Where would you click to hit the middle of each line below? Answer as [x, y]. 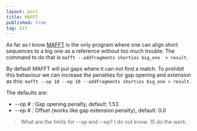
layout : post [22, 12]
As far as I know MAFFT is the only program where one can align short [92, 45]
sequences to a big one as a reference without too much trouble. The [91, 51]
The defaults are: [27, 93]
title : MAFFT [22, 17]
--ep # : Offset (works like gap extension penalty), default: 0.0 [91, 110]
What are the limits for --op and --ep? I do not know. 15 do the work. [104, 122]
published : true [26, 22]
